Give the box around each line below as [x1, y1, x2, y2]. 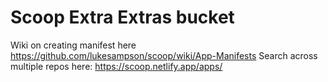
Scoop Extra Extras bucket [10, 6, 235, 29]
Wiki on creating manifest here [10, 39, 137, 51]
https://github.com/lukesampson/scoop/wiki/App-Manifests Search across [10, 49, 318, 61]
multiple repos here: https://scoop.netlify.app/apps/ [10, 60, 223, 72]
